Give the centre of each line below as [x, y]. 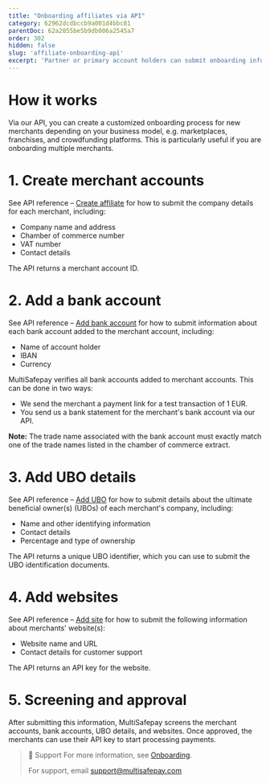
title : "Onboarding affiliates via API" [77, 16]
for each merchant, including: [57, 211]
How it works [53, 100]
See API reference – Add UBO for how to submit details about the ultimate [131, 500]
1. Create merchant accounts [106, 181]
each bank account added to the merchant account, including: [111, 331]
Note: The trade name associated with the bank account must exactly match [135, 436]
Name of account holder [60, 347]
